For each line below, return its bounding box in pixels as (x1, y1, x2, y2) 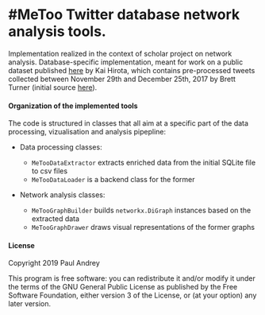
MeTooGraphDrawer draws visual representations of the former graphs (31, 223, 255, 232)
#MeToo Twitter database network (8, 6, 240, 24)
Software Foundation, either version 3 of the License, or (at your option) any (8, 290, 257, 300)
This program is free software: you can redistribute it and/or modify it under (8, 274, 255, 283)
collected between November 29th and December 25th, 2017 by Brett (8, 74, 236, 84)
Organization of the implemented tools (8, 101, 138, 111)
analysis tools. (8, 22, 107, 41)
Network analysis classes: (19, 190, 106, 200)
